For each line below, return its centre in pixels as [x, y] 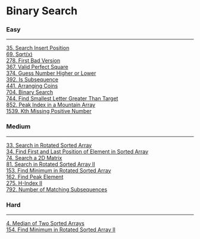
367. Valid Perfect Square [37, 67]
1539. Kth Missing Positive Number [49, 111]
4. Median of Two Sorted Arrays [45, 224]
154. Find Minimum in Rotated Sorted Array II [61, 229]
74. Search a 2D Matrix [34, 158]
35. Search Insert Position [38, 48]
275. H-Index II [24, 183]
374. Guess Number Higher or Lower [51, 73]
